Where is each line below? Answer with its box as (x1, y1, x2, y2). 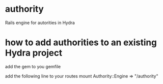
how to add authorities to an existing (5, 37, 157, 48)
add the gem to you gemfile (5, 63, 61, 69)
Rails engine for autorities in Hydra (5, 20, 75, 26)
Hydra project (5, 48, 62, 58)
